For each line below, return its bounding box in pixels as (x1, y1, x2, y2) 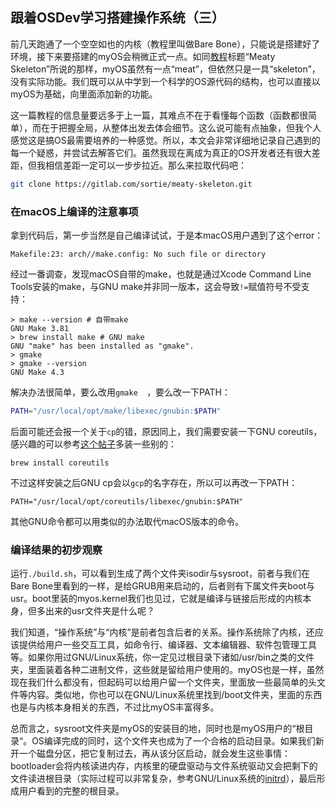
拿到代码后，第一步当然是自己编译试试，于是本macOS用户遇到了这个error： (10, 229, 324, 241)
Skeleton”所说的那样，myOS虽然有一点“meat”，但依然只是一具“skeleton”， (10, 63, 321, 75)
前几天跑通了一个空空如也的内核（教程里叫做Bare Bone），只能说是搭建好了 (10, 38, 321, 50)
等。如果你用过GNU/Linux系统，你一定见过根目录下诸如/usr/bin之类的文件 (10, 651, 315, 663)
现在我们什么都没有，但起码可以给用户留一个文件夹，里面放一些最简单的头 (10, 676, 317, 688)
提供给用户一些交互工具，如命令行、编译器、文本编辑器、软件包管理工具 (18, 639, 317, 651)
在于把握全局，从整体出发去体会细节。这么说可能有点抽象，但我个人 (40, 121, 322, 133)
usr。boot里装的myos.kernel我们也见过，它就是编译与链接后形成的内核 (10, 593, 303, 605)
